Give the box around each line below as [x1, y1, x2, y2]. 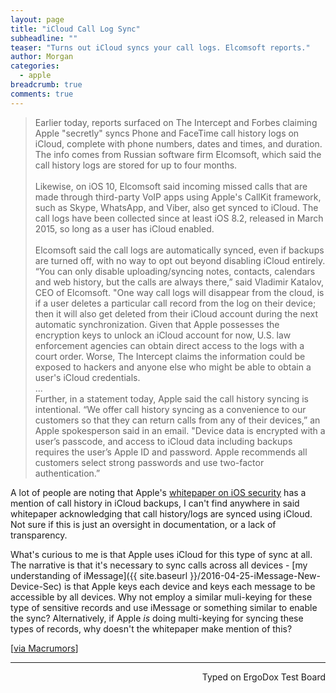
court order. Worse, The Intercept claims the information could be [34, 350, 306, 362]
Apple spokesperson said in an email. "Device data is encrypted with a [34, 424, 326, 436]
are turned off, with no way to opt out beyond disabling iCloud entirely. [34, 254, 326, 266]
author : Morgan [10, 52, 74, 62]
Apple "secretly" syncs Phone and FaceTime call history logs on [34, 127, 300, 139]
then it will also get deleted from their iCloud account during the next [34, 307, 319, 320]
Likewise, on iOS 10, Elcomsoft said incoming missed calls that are [34, 180, 308, 192]
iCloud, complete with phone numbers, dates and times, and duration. [34, 137, 323, 150]
